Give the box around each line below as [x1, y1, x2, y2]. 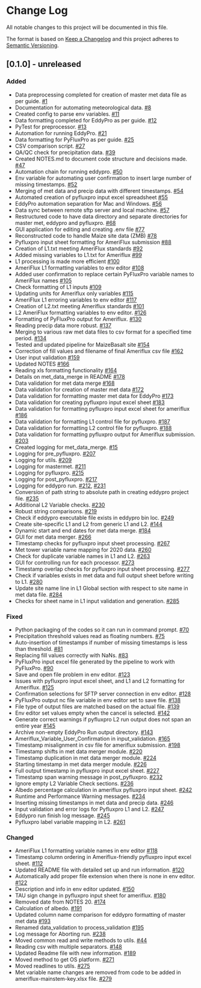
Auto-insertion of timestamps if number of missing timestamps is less [14, 639, 188, 646]
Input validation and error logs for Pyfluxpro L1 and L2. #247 [14, 805, 164, 812]
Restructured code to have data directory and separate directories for [14, 212, 188, 220]
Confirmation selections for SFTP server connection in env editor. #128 [14, 690, 191, 697]
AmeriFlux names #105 [14, 277, 72, 284]
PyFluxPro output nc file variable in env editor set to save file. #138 [14, 696, 181, 703]
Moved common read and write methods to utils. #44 [14, 937, 147, 944]
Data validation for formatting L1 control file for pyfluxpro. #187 [14, 417, 170, 425]
